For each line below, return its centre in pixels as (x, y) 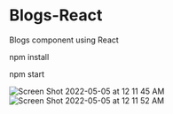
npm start (27, 74)
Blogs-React (56, 15)
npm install (29, 57)
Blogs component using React (64, 40)
